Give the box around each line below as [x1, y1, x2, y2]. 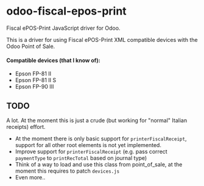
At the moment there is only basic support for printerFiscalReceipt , [15, 135, 187, 142]
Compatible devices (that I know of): [6, 57, 100, 64]
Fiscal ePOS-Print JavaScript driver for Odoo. [6, 24, 121, 32]
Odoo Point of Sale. [6, 43, 55, 50]
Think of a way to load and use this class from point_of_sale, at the [15, 160, 183, 168]
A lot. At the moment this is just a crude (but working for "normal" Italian [6, 117, 188, 124]
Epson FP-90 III [15, 83, 54, 91]
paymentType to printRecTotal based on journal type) [15, 154, 147, 162]
